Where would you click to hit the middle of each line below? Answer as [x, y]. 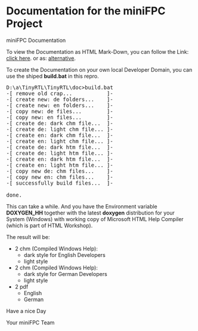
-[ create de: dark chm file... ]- [60, 123]
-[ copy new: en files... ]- [60, 117]
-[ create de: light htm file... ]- [60, 153]
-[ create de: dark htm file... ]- [60, 147]
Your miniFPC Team [30, 322]
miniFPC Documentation [36, 40]
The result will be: [28, 237]
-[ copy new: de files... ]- [60, 111]
